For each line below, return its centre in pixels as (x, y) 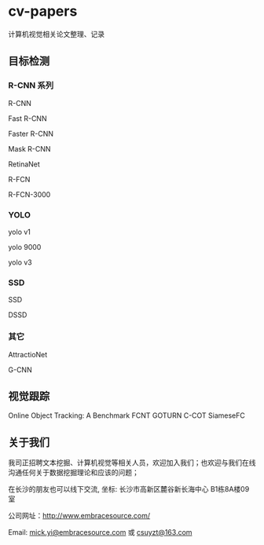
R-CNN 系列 (31, 86)
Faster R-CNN (31, 134)
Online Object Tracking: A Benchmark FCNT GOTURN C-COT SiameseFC (127, 415)
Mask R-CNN (29, 148)
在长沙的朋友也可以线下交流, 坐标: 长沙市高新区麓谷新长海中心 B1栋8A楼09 (129, 489)
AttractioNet (28, 354)
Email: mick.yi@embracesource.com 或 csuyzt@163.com (100, 532)
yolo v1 (20, 232)
